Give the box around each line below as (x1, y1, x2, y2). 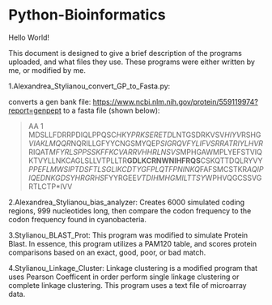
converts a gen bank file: (8, 97, 91, 106)
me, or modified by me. (8, 65, 87, 75)
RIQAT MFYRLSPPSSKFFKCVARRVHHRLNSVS (28, 147, 181, 157)
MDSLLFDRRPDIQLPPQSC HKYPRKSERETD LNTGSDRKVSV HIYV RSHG (28, 130, 261, 140)
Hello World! (8, 32, 50, 42)
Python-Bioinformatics (8, 6, 166, 24)
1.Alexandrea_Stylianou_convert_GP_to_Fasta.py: (8, 81, 171, 91)
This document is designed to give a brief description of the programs (8, 48, 243, 58)
